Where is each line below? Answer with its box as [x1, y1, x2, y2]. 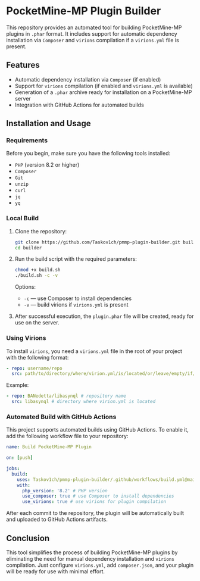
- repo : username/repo [6, 365, 62, 371]
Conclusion [6, 533, 50, 543]
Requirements [6, 136, 48, 145]
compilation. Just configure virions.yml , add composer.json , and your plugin [6, 561, 194, 569]
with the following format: [6, 354, 69, 361]
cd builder [14, 245, 42, 251]
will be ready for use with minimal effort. [6, 568, 105, 575]
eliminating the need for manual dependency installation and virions [6, 555, 174, 563]
